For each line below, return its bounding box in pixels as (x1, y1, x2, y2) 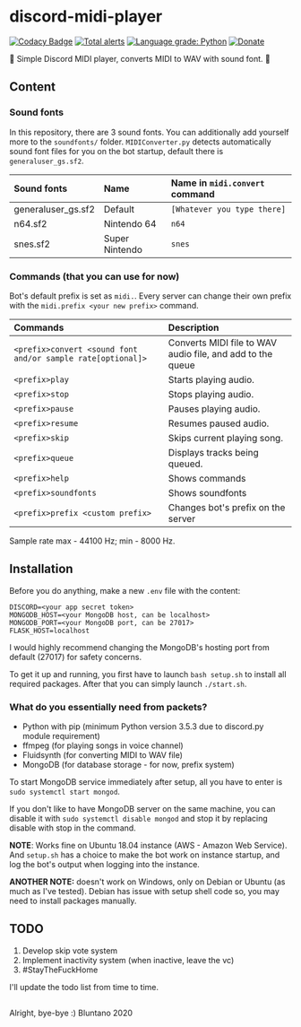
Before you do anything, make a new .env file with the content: (9, 585, 241, 596)
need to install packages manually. (9, 895, 137, 907)
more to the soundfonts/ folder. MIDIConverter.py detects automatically (9, 136, 271, 147)
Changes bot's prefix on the (168, 500, 286, 513)
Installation (9, 561, 73, 577)
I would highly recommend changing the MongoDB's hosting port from (9, 641, 271, 652)
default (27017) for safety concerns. (9, 651, 142, 662)
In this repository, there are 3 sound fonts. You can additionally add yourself (9, 126, 289, 137)
